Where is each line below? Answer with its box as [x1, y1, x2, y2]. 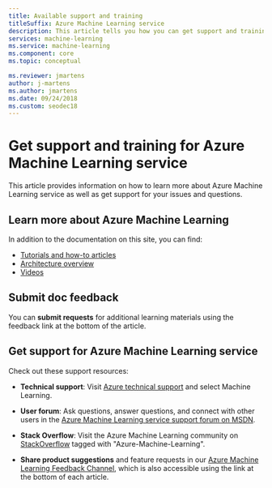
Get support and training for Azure [8, 137, 245, 155]
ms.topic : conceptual [8, 58, 82, 66]
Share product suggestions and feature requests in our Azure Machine [19, 455, 259, 464]
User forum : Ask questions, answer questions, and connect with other [19, 406, 255, 416]
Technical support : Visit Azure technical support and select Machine [19, 382, 251, 392]
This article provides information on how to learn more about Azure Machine [8, 181, 263, 190]
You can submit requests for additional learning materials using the [8, 312, 234, 322]
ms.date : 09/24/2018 [8, 94, 79, 102]
